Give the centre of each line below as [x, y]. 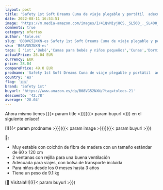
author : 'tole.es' [24, 37]
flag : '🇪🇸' [17, 82]
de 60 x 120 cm [27, 152]
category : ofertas [24, 32]
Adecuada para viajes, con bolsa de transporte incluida [67, 163]
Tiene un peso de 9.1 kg [36, 173]
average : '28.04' [23, 100]
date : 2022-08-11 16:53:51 [32, 18]
